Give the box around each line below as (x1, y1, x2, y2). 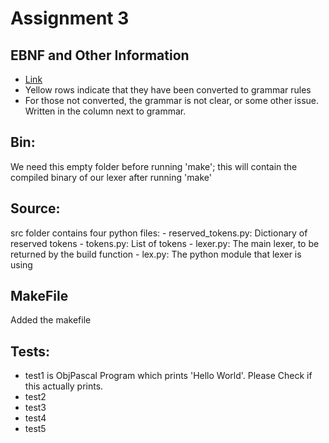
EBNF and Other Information (10, 47, 190, 64)
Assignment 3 (10, 7, 130, 30)
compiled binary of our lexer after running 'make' (10, 171, 212, 183)
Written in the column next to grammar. (24, 105, 187, 117)
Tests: (10, 343, 50, 360)
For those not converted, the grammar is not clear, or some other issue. (24, 95, 319, 106)
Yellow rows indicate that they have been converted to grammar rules (24, 84, 312, 96)
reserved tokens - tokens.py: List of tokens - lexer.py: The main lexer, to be (10, 237, 320, 249)
